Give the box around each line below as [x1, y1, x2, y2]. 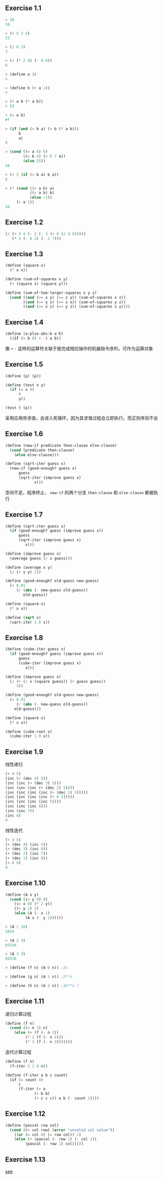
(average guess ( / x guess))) [9, 556, 72, 561]
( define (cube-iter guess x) [5, 647, 66, 652]
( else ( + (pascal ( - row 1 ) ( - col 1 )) [14, 1137, 97, 1142]
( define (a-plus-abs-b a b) [5, 331, 64, 336]
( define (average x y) [5, 565, 52, 570]
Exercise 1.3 [5, 249, 43, 258]
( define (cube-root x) [5, 729, 52, 734]
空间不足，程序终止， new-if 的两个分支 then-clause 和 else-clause [5, 489, 144, 495]
